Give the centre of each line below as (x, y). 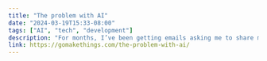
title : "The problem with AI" (58, 15)
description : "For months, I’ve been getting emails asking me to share (131, 38)
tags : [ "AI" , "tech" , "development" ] (71, 30)
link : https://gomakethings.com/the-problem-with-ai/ (99, 45)
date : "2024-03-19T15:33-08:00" (62, 23)
